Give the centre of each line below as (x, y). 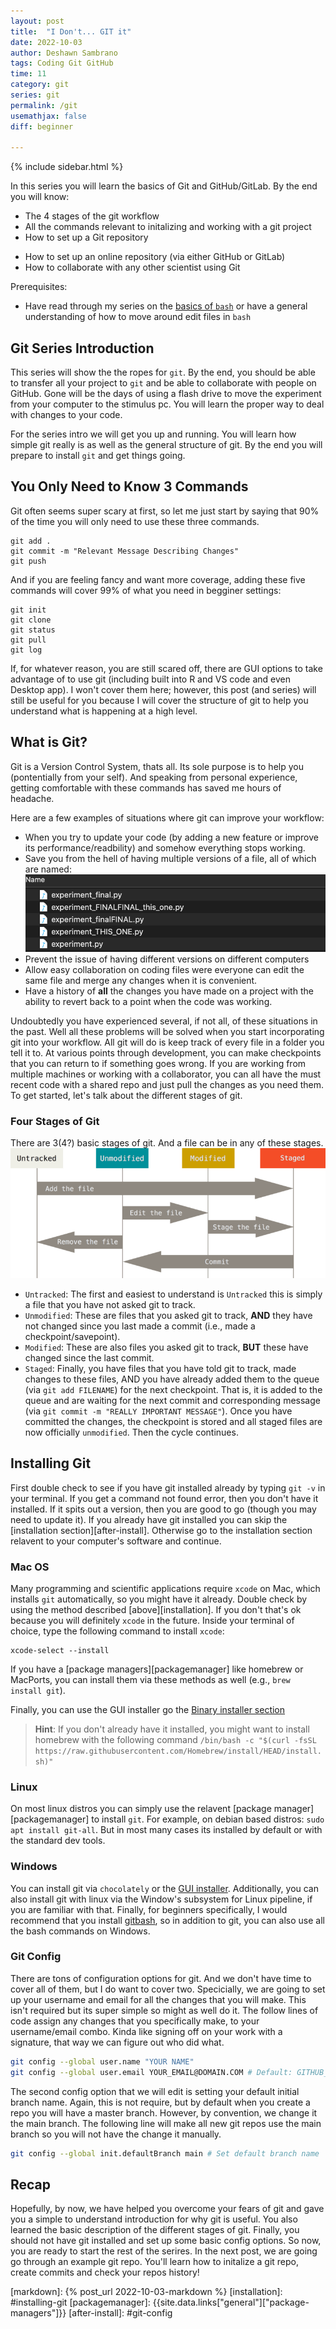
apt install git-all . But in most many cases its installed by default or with (166, 1830)
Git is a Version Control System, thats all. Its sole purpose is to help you (157, 766)
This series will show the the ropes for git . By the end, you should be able (163, 372)
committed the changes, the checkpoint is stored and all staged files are (173, 1421)
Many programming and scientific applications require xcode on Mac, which (165, 1588)
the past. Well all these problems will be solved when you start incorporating (167, 1031)
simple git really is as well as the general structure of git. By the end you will (166, 445)
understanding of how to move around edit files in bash (138, 317)
